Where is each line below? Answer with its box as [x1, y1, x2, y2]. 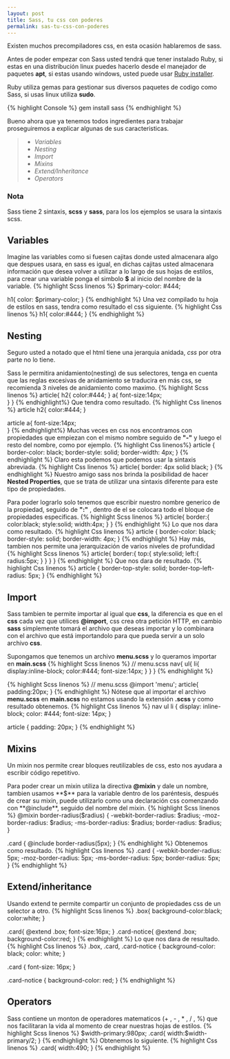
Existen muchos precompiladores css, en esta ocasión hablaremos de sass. [7, 42, 222, 50]
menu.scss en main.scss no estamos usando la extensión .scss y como [7, 695, 213, 703]
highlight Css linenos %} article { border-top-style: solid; [7, 564, 168, 573]
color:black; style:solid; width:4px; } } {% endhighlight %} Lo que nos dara [7, 520, 218, 528]
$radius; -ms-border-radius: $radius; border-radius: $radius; [49, 818, 222, 827]
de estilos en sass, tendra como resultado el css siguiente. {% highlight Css [7, 302, 222, 311]
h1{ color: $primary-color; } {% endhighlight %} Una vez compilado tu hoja [7, 296, 219, 304]
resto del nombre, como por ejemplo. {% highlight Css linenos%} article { [7, 441, 216, 449]
